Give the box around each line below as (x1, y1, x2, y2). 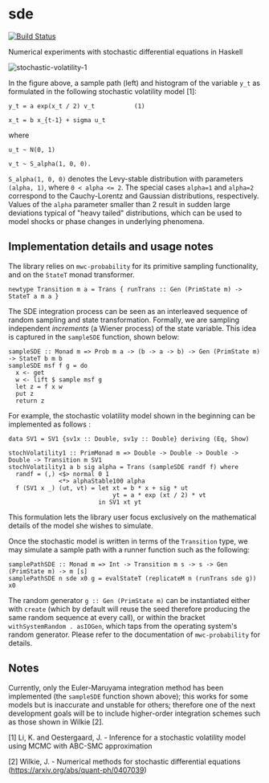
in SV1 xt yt (97, 498, 142, 506)
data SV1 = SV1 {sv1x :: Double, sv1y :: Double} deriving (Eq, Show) (8, 434, 250, 442)
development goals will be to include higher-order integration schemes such (8, 708, 261, 718)
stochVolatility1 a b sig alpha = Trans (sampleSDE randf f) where (8, 463, 239, 471)
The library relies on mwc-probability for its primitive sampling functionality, (8, 261, 259, 271)
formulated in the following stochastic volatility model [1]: (8, 86, 197, 96)
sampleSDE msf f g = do (8, 361, 88, 369)
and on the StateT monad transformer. (8, 270, 135, 279)
